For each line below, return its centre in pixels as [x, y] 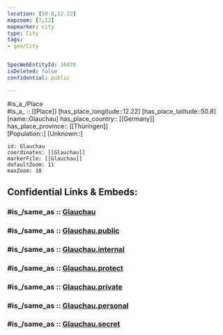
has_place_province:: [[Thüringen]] [57, 126]
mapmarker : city [31, 27]
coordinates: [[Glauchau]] [46, 152]
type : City [23, 33]
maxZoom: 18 [24, 171]
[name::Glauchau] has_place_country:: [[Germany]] [81, 119]
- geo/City [23, 46]
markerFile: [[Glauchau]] [45, 158]
